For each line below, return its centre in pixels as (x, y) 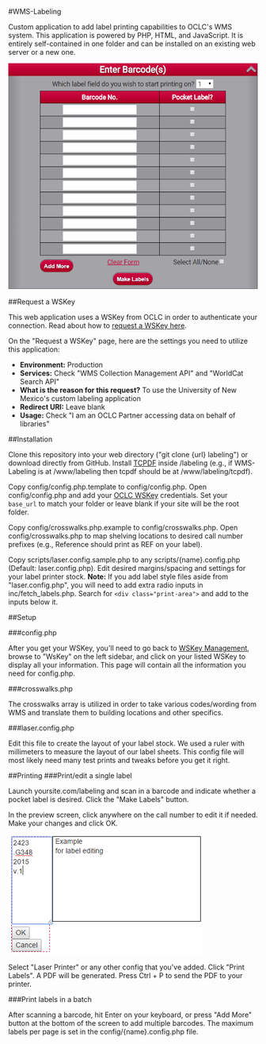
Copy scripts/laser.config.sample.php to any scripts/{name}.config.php (124, 560)
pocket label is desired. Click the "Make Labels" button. (99, 799)
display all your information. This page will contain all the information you (127, 665)
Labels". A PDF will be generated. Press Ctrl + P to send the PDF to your (125, 976)
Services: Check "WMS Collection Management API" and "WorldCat (131, 373)
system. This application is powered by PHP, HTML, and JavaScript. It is (126, 35)
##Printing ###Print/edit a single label (70, 776)
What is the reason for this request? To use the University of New (128, 390)
